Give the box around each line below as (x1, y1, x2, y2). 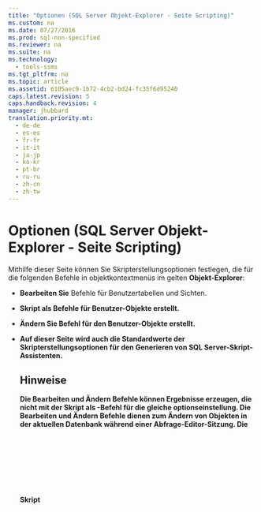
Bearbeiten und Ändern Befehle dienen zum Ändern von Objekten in (19, 411, 248, 420)
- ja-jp (15, 151, 41, 159)
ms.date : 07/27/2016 (8, 26, 76, 34)
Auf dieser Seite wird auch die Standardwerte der (19, 334, 185, 343)
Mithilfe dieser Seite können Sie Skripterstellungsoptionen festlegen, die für (8, 264, 254, 274)
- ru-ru (15, 173, 41, 181)
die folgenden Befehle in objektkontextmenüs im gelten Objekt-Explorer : (8, 273, 245, 282)
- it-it (15, 144, 41, 151)
